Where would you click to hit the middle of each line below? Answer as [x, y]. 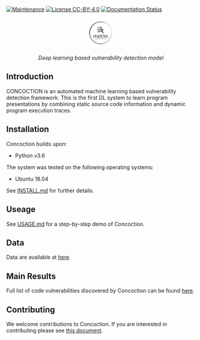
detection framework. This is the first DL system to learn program [87, 97]
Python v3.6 [30, 155]
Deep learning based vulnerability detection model [101, 58]
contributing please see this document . [55, 330]
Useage [21, 210]
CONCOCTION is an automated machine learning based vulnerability [91, 91]
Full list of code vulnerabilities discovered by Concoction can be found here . [101, 291]
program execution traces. [39, 110]
